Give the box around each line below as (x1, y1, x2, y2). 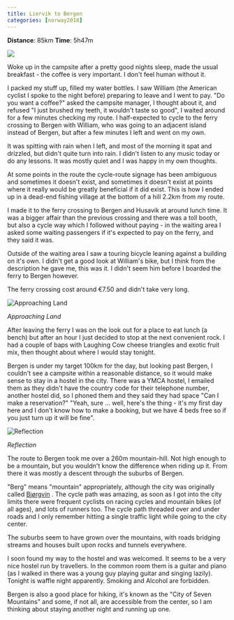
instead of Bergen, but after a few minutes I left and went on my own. (7, 128, 206, 136)
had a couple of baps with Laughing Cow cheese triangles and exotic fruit (7, 340, 220, 349)
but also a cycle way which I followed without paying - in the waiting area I (7, 221, 221, 229)
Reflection (7, 440, 37, 449)
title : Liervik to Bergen (7, 10, 82, 17)
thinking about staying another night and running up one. (7, 605, 171, 613)
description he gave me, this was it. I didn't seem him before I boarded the (7, 264, 221, 273)
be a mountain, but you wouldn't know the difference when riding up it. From (7, 461, 228, 470)
